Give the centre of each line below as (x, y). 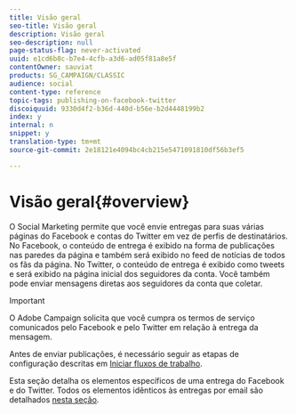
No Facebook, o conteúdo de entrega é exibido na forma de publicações (142, 245)
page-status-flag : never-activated (75, 51)
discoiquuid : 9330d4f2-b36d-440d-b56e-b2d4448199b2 (107, 109)
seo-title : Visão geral (53, 26)
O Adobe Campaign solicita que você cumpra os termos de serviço (132, 318)
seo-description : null (51, 42)
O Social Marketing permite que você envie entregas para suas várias (137, 226)
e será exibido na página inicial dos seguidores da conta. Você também (140, 273)
